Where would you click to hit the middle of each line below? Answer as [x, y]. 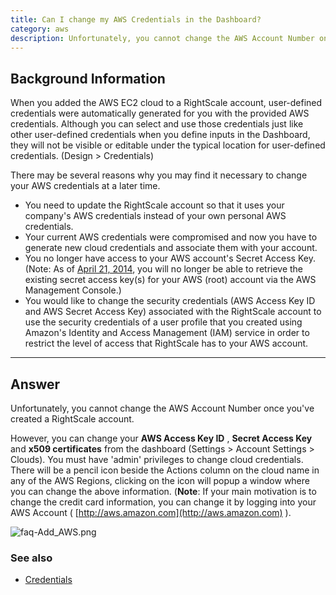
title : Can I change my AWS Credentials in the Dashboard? [136, 19]
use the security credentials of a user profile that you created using [163, 322]
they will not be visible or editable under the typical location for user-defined [168, 145]
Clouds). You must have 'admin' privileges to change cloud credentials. [157, 459]
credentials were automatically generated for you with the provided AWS [160, 113]
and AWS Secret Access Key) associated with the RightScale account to [173, 312]
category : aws [40, 29]
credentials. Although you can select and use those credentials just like [157, 124]
